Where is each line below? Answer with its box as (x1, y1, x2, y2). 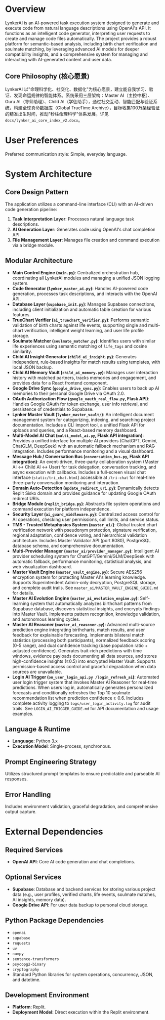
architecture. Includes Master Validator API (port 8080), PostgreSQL (12, 537, 151, 543)
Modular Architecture (5, 256, 73, 265)
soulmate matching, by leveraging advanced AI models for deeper (5, 46, 140, 52)
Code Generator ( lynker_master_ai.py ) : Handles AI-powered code (12, 285, 148, 291)
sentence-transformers (12, 956, 59, 962)
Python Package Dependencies (5, 916, 104, 925)
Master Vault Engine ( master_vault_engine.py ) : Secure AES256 (12, 569, 142, 575)
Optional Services (5, 873, 62, 882)
